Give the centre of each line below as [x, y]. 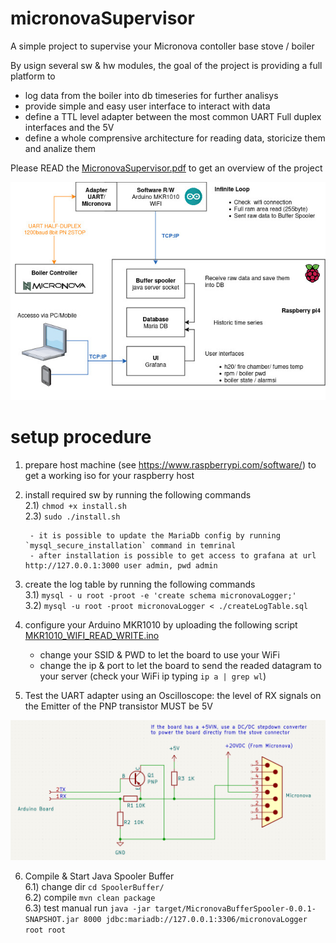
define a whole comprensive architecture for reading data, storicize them [175, 138]
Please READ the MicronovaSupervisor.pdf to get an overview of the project [166, 168]
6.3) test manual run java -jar [87, 908]
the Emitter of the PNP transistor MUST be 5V [118, 706]
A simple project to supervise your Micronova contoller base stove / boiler [162, 46]
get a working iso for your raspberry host [109, 476]
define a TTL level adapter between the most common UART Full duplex [173, 116]
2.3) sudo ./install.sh [72, 516]
